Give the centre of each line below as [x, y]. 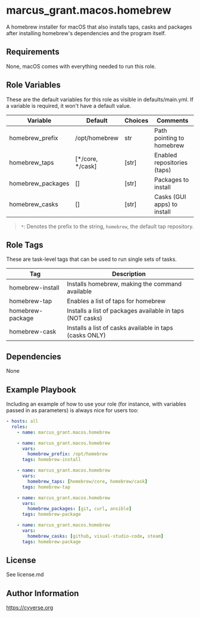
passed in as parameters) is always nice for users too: [72, 410]
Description [129, 274]
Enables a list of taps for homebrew [116, 301]
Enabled [165, 155]
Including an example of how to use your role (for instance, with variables [96, 404]
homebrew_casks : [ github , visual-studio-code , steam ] [96, 536]
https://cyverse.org [30, 607]
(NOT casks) [85, 318]
